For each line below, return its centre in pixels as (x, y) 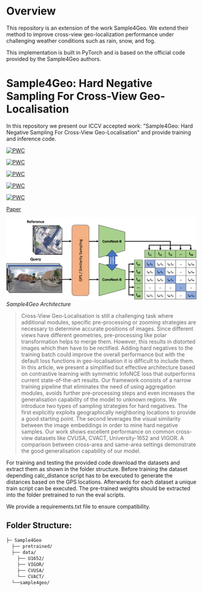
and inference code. (31, 139)
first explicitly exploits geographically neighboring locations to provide (108, 412)
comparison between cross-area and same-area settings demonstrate (108, 444)
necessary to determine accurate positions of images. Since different (107, 329)
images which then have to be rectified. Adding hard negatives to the (107, 348)
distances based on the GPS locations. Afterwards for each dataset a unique (101, 482)
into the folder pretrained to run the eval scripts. (66, 495)
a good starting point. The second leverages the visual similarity (101, 418)
